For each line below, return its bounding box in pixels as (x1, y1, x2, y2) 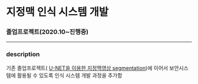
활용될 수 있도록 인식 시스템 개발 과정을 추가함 (16, 72, 123, 79)
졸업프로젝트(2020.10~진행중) (6, 28, 89, 36)
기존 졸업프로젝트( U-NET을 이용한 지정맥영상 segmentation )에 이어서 (6, 64, 169, 71)
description (6, 51, 40, 59)
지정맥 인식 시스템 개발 (6, 5, 109, 19)
